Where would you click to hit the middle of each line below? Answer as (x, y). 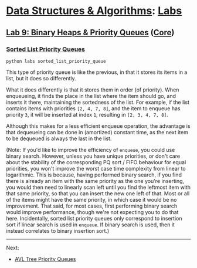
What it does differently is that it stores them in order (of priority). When (93, 90)
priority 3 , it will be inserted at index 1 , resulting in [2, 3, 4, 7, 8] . (87, 114)
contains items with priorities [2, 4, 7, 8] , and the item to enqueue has (93, 108)
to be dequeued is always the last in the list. (59, 138)
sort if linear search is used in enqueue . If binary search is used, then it (90, 225)
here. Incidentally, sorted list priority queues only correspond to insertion (94, 218)
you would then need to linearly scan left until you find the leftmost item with (98, 187)
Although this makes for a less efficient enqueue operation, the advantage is (98, 126)
